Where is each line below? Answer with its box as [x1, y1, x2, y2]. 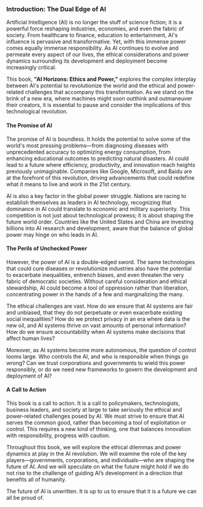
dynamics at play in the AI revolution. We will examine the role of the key [6, 450, 187, 457]
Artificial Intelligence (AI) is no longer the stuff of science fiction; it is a [6, 19, 182, 26]
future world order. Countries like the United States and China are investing [6, 218, 194, 225]
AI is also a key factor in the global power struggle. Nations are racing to [6, 192, 187, 199]
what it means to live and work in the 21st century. [6, 180, 131, 188]
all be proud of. [6, 494, 44, 501]
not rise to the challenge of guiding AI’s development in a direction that [6, 469, 183, 477]
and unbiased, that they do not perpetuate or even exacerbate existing [6, 308, 182, 316]
